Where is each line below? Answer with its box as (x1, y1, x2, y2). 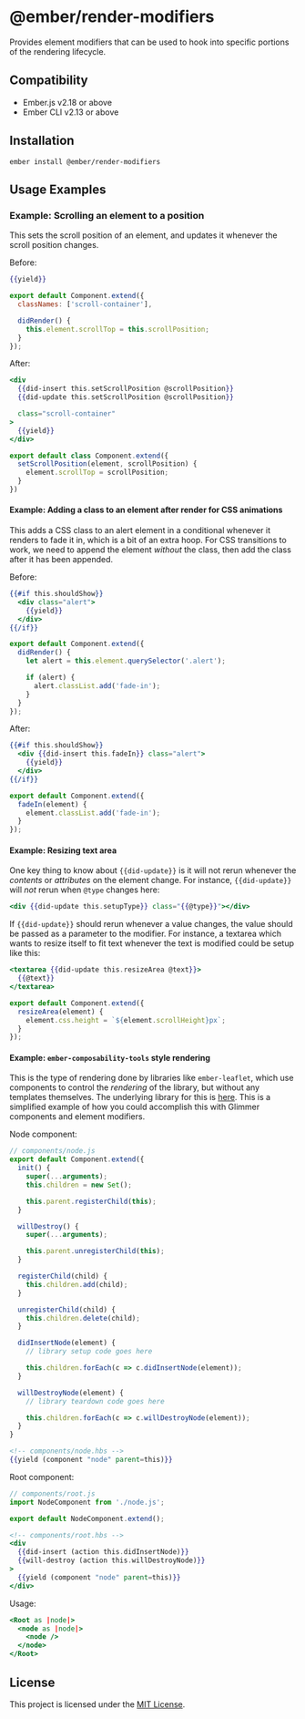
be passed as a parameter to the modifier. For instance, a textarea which (9, 928, 282, 940)
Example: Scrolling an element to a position (9, 209, 205, 221)
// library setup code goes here (25, 1347, 153, 1356)
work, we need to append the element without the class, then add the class (9, 544, 291, 555)
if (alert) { (25, 673, 76, 683)
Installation (9, 133, 75, 149)
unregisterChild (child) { (17, 1305, 117, 1314)
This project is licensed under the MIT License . (9, 1698, 186, 1710)
